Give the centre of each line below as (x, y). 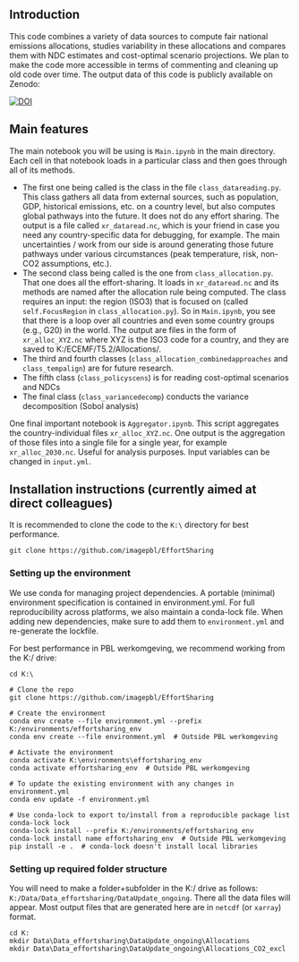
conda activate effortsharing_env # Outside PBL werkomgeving (130, 768)
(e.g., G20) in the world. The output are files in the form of (129, 329)
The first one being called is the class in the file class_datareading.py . (152, 187)
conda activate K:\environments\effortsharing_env (106, 760)
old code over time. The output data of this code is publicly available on (141, 74)
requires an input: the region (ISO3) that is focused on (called (135, 301)
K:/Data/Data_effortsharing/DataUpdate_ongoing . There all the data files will (150, 898)
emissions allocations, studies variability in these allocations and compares (148, 46)
